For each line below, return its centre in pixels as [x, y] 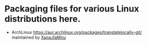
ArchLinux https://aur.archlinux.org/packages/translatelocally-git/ [77, 32]
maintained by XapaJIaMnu [39, 37]
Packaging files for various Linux [72, 9]
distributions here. [43, 19]
